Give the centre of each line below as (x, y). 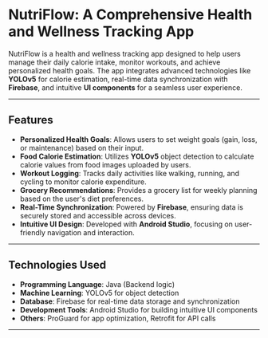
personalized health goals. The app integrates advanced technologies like (130, 70)
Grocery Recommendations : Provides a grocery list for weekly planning (138, 190)
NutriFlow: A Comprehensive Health (130, 15)
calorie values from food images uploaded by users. (105, 164)
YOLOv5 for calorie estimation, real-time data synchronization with (118, 79)
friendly (33, 232)
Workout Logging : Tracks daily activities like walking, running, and (130, 173)
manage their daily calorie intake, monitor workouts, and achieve (114, 62)
